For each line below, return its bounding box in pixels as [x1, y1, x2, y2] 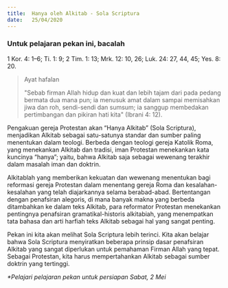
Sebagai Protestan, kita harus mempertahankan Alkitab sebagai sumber [7, 252, 210, 261]
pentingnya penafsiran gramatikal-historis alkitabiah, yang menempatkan [7, 210, 214, 218]
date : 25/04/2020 [7, 16, 63, 23]
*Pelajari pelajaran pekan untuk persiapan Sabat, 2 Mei [7, 272, 166, 281]
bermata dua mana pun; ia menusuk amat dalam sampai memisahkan [23, 95, 220, 104]
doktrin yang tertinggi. [7, 259, 70, 267]
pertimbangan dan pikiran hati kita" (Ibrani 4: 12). [23, 110, 163, 119]
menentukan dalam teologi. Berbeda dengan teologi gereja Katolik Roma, [7, 138, 214, 146]
